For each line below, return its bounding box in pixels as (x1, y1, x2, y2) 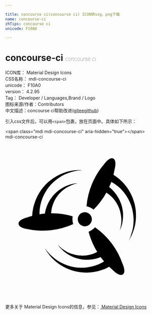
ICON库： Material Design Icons (5, 69, 72, 76)
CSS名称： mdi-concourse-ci (5, 76, 67, 82)
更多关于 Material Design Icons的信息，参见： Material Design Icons (5, 304, 147, 310)
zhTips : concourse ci (5, 21, 51, 26)
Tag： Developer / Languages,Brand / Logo (5, 95, 96, 101)
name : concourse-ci (5, 16, 46, 22)
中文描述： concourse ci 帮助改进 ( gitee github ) (5, 107, 99, 114)
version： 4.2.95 (5, 89, 40, 95)
